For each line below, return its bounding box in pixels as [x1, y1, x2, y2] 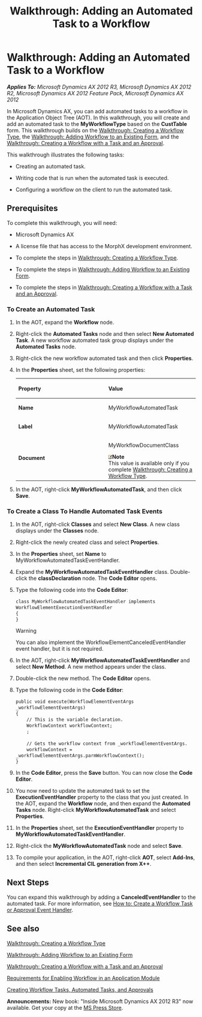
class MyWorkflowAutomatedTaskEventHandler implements [15, 598, 156, 605]
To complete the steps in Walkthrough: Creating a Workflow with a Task [15, 284, 192, 291]
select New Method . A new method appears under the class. [15, 663, 167, 670]
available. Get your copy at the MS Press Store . [7, 1004, 123, 1011]
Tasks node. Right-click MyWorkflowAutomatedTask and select [15, 807, 176, 814]
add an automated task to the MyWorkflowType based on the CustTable [7, 120, 188, 127]
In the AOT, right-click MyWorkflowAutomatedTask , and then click [15, 486, 182, 493]
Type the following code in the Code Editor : [15, 687, 123, 694]
